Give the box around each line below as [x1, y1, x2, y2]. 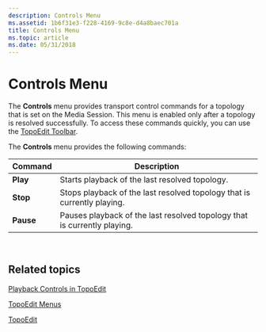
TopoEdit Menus [8, 299, 62, 309]
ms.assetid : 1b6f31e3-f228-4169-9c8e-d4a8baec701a [8, 19, 179, 27]
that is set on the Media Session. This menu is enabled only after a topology [8, 110, 256, 120]
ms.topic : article [8, 33, 69, 42]
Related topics [8, 263, 81, 277]
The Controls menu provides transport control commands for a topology [8, 101, 245, 111]
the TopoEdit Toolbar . [8, 127, 78, 136]
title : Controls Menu [8, 26, 80, 34]
